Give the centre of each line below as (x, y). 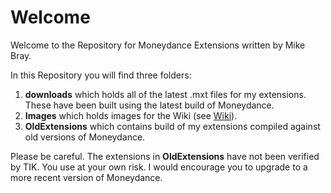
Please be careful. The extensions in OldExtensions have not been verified (165, 156)
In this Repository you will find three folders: (101, 75)
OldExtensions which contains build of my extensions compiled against (172, 126)
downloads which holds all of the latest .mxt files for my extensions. (165, 94)
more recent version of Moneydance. (86, 177)
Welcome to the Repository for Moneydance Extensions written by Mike (158, 45)
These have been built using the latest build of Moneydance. (149, 105)
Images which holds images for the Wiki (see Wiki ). (131, 115)
